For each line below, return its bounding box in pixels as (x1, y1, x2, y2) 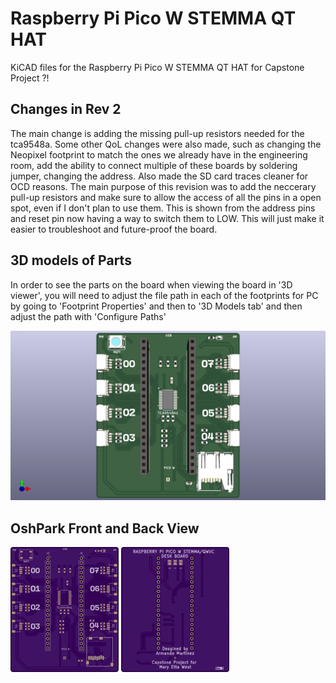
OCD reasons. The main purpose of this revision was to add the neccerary (10, 180, 317, 192)
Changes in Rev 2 (10, 101, 122, 118)
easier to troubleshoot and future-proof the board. (10, 223, 218, 235)
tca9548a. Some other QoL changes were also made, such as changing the (10, 138, 322, 150)
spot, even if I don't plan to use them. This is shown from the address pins (10, 202, 316, 214)
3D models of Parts (10, 252, 132, 269)
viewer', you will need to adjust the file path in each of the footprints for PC (10, 289, 319, 301)
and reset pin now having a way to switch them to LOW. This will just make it (10, 212, 325, 224)
